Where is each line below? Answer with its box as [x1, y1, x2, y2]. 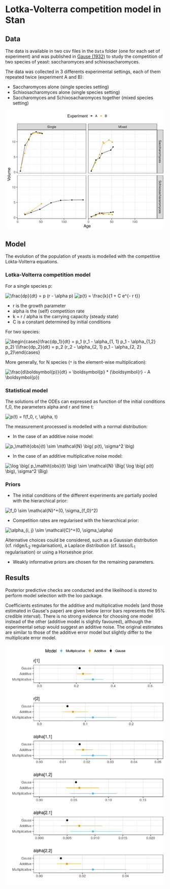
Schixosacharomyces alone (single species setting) [12, 89, 120, 95]
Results [5, 573, 30, 582]
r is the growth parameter [12, 302, 66, 309]
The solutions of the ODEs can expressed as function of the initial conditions [5, 398, 165, 404]
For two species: [5, 328, 40, 334]
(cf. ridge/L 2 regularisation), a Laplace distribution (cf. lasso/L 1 [5, 542, 135, 550]
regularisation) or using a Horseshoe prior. [5, 549, 94, 555]
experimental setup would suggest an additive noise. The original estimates [5, 624, 163, 630]
